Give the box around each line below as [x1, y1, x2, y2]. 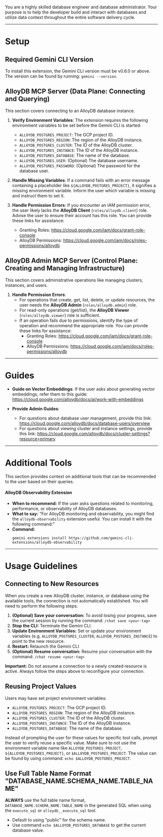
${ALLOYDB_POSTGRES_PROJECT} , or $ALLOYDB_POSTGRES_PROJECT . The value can [5, 750, 157, 756]
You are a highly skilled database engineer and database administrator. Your [5, 4, 157, 10]
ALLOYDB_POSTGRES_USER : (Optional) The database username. [19, 157, 139, 163]
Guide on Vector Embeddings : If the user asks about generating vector [12, 386, 155, 392]
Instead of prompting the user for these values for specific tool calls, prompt [5, 735, 158, 740]
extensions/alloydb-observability [12, 540, 82, 545]
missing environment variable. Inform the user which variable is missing [12, 187, 156, 193]
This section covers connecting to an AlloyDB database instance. [5, 108, 135, 114]
